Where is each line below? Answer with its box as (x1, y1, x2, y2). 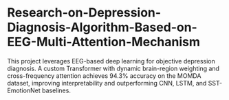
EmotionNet (7, 86, 41, 94)
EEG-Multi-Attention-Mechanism (7, 34, 201, 50)
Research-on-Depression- (7, 5, 162, 21)
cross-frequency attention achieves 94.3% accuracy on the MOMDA (7, 71, 201, 80)
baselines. (41, 86, 71, 94)
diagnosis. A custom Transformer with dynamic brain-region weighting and (7, 64, 220, 72)
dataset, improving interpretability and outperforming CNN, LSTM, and (7, 79, 207, 87)
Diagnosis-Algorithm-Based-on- (7, 19, 197, 35)
